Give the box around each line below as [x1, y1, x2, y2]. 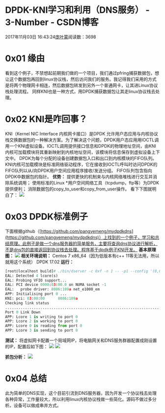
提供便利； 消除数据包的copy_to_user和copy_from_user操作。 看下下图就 [5, 186, 152, 192]
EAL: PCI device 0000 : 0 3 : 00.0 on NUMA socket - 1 [5, 283, 107, 287]
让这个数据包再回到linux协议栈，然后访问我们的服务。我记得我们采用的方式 [5, 76, 157, 82]
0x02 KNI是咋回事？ [5, 114, 87, 125]
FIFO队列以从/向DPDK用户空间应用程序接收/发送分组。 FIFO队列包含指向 [5, 167, 152, 173]
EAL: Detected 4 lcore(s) [5, 273, 58, 278]
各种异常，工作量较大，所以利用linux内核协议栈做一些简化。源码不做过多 [5, 396, 152, 402]
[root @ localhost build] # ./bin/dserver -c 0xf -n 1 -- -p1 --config [5, 268, 148, 274]
